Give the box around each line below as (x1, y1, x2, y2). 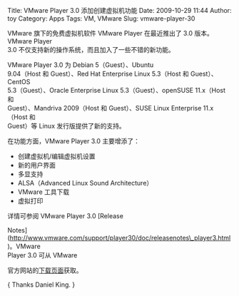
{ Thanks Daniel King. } (7, 280, 76, 289)
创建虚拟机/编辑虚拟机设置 (17, 152, 96, 160)
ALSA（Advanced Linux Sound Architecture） (17, 179, 153, 187)
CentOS (7, 78, 31, 86)
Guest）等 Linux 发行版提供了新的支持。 (7, 122, 126, 130)
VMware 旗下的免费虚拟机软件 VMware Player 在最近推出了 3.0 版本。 (7, 29, 214, 37)
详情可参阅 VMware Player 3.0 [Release (7, 212, 123, 220)
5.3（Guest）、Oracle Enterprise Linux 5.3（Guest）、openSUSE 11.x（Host (7, 86, 226, 94)
